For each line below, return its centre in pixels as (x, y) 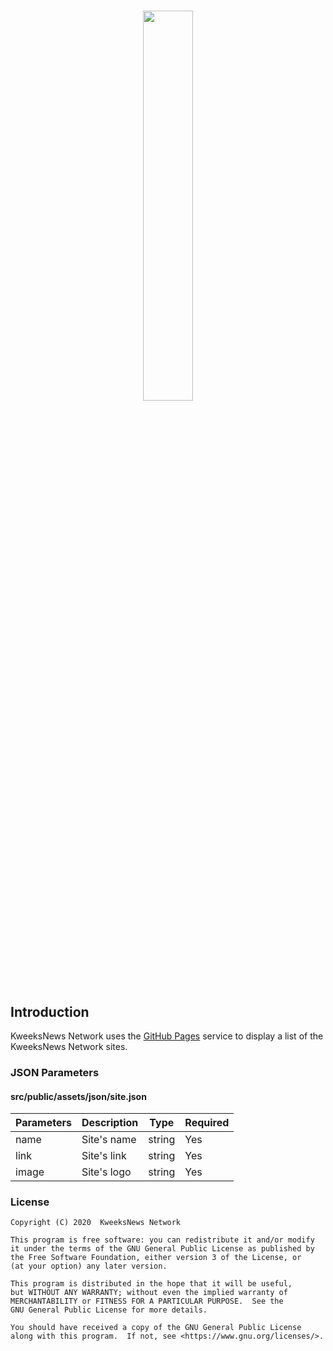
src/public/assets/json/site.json (78, 1096)
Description (110, 1123)
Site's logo (106, 1172)
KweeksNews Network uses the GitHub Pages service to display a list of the (167, 1036)
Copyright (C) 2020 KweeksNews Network (96, 1223)
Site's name (109, 1140)
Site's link (104, 1156)
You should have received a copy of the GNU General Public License (156, 1328)
